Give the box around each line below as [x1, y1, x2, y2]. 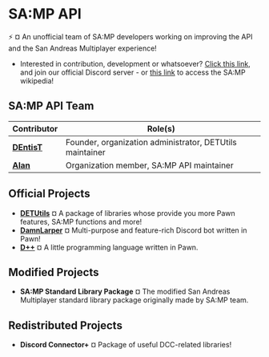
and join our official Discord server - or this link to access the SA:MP [19, 67, 246, 77]
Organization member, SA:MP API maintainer [65, 160, 234, 171]
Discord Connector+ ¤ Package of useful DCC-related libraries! [19, 340, 232, 350]
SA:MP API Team [8, 99, 94, 113]
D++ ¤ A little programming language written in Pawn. [19, 242, 199, 252]
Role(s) [147, 123, 175, 134]
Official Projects [8, 187, 90, 201]
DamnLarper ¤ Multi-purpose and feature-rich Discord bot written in [19, 225, 247, 235]
